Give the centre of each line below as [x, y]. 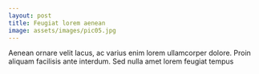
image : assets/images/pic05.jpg [62, 30]
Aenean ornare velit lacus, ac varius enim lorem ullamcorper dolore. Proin [129, 53]
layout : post [30, 16]
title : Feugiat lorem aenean [57, 23]
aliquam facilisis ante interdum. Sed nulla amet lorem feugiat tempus [121, 61]
